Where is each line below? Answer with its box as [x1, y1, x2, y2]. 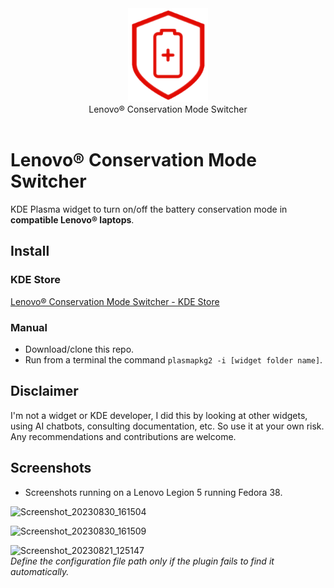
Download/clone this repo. [24, 343, 135, 355]
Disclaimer [10, 383, 79, 400]
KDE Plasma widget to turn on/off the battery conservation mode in [10, 203, 288, 215]
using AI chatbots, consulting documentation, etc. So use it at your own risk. [10, 420, 325, 432]
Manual [10, 320, 48, 334]
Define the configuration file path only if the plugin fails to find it [10, 555, 275, 567]
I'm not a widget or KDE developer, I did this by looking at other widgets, [10, 409, 308, 421]
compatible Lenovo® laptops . [10, 213, 135, 226]
